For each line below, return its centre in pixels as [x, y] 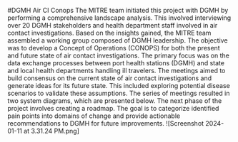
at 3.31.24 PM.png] [52, 131]
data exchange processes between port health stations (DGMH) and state [116, 63]
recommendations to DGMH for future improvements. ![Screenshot [106, 123]
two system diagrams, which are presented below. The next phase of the [115, 101]
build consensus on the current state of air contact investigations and [110, 78]
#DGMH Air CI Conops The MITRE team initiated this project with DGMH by [118, 10]
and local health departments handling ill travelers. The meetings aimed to [116, 71]
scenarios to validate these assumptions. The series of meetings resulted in [119, 93]
